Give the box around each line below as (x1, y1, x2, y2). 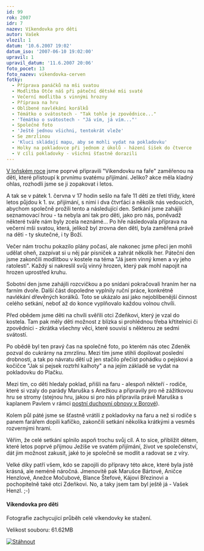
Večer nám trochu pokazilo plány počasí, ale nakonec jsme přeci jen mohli (6, 242, 192, 250)
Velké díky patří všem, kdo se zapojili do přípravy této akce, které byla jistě (6, 461, 194, 468)
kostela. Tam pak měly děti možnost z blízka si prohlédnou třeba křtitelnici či (6, 318, 198, 325)
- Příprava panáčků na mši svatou (12, 83, 99, 89)
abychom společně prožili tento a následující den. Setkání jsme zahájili (6, 205, 183, 212)
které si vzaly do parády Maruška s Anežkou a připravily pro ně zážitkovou (6, 387, 194, 394)
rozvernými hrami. (6, 424, 52, 432)
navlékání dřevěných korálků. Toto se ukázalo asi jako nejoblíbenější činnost (6, 293, 197, 300)
